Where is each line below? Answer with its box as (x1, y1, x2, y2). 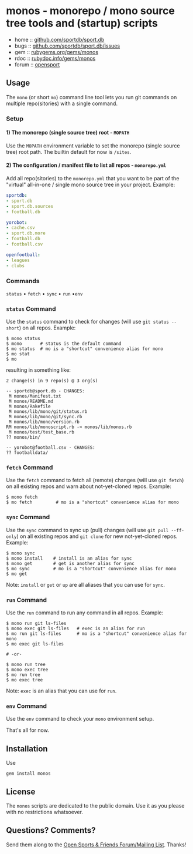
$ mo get (6, 571, 27, 577)
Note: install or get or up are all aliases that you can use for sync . (6, 581, 165, 588)
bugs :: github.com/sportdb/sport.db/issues (14, 42, 120, 49)
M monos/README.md (8, 398, 54, 405)
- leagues (6, 257, 30, 263)
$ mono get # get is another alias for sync (6, 560, 135, 566)
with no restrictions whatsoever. (6, 808, 84, 815)
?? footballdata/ (6, 450, 49, 456)
